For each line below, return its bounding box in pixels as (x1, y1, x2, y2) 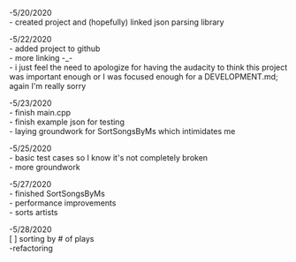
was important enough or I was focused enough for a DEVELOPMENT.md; (9, 71, 278, 82)
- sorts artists (9, 207, 58, 217)
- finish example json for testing (9, 116, 125, 127)
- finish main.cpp (9, 108, 72, 117)
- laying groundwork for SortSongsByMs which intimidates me (9, 126, 236, 136)
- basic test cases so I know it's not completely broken (9, 153, 209, 162)
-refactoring (9, 243, 53, 253)
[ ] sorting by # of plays (9, 234, 95, 243)
